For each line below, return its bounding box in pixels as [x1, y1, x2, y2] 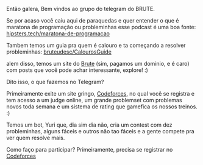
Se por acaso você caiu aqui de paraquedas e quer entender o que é [6, 17, 179, 24]
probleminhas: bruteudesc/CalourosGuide [6, 48, 112, 55]
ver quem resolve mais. [6, 134, 65, 141]
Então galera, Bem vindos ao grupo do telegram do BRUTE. [6, 5, 155, 12]
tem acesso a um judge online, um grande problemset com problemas [6, 97, 182, 104]
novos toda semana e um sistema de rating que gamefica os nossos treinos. [6, 103, 198, 110]
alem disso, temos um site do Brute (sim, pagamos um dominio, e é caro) [6, 60, 190, 67]
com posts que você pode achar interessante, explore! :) [6, 66, 148, 74]
